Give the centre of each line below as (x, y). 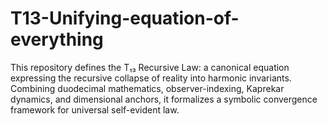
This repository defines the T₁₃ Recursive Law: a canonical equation (150, 67)
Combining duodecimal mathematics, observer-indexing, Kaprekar (147, 88)
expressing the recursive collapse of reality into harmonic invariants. (151, 78)
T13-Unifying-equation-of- (125, 18)
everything (57, 39)
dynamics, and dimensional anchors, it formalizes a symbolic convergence (164, 99)
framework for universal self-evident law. (95, 109)
